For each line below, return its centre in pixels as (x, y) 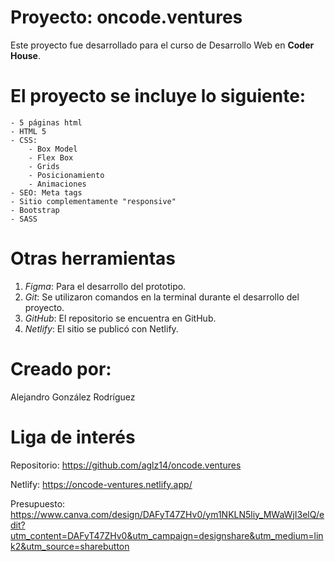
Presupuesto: (38, 503)
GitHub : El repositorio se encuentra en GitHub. (120, 318)
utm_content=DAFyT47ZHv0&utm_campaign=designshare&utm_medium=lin (167, 535)
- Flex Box (51, 157)
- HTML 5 (28, 131)
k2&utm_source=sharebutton (70, 546)
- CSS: (24, 140)
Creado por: (61, 369)
